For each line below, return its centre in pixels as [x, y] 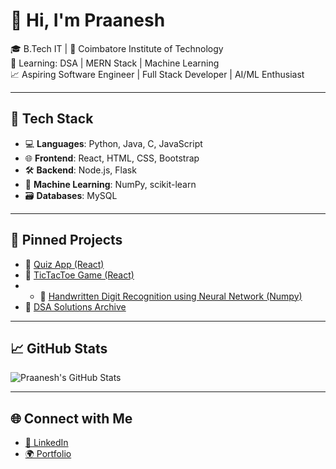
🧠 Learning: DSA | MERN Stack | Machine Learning [115, 63]
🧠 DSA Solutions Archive [75, 306]
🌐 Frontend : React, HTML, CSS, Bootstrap [112, 158]
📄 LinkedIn [46, 443]
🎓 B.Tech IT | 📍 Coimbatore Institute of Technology [117, 48]
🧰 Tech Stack [52, 119]
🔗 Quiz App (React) [64, 264]
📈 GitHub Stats [59, 348]
